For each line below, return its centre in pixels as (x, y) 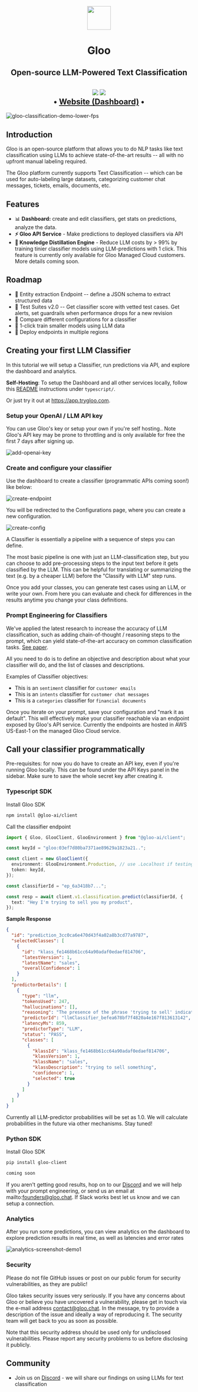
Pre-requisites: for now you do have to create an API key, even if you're (93, 764)
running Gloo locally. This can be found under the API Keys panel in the (93, 770)
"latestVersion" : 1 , (47, 957)
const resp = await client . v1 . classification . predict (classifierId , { (95, 896)
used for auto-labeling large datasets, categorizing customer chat (86, 179)
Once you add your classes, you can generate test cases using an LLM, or (96, 587)
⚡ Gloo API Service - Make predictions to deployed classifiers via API (99, 234)
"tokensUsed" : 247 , (45, 1001)
